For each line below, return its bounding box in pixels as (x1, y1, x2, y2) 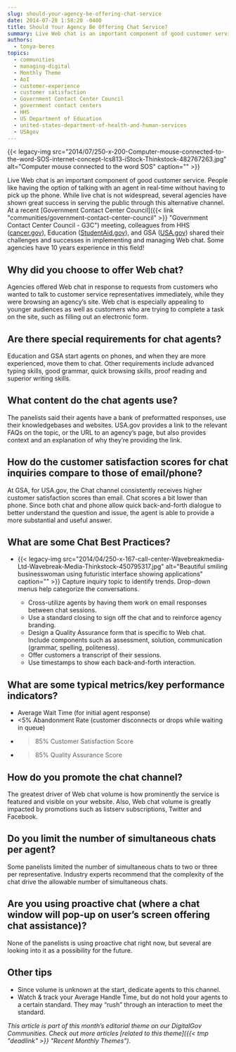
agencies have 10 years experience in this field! (7, 244, 145, 252)
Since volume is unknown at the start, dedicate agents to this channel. (17, 985, 221, 994)
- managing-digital (13, 63, 71, 70)
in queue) (17, 724, 46, 732)
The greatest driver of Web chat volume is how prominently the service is (7, 790, 220, 798)
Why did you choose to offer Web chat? (7, 264, 184, 276)
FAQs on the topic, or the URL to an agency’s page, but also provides (7, 428, 206, 437)
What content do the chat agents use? (7, 395, 178, 407)
